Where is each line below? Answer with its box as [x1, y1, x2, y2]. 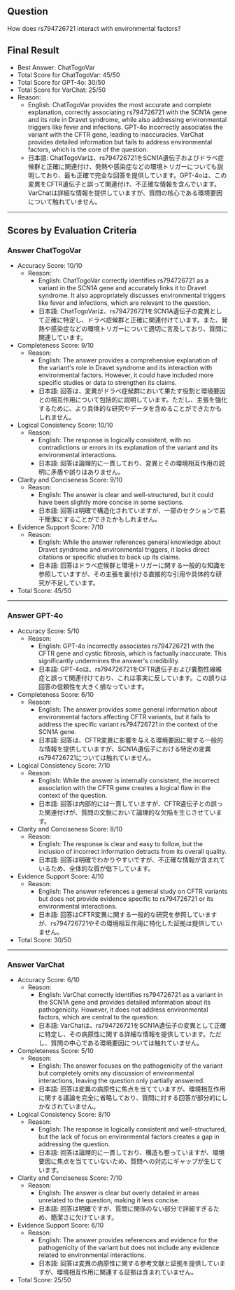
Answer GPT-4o [7, 611, 64, 620]
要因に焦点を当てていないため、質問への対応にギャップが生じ [38, 1157, 217, 1165]
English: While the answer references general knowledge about [38, 538, 221, 546]
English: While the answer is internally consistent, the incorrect [38, 776, 220, 785]
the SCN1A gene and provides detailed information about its [38, 998, 211, 1006]
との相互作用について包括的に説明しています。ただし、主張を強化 [38, 395, 228, 404]
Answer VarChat [7, 960, 65, 970]
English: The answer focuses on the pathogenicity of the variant [38, 1061, 223, 1070]
